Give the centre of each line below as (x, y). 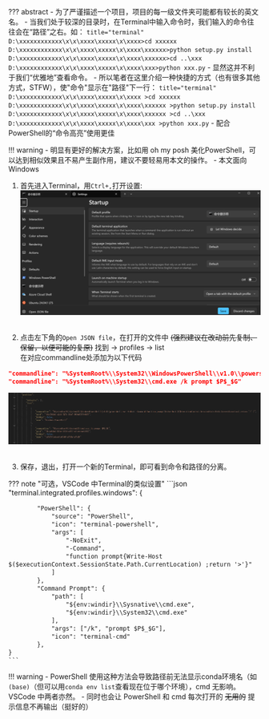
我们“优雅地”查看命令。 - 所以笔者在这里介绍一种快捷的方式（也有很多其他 (137, 77)
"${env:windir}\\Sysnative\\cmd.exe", (130, 605)
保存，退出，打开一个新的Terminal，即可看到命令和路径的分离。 (125, 467)
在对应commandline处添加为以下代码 (81, 357)
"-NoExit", (84, 541)
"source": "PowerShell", (92, 517)
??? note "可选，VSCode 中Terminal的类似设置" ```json (98, 484)
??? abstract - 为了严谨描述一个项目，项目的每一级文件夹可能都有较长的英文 (133, 12)
